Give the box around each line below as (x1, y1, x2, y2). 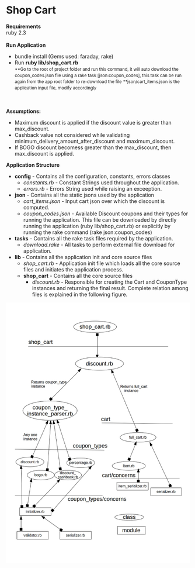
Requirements (6, 23, 41, 30)
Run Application (6, 42, 46, 49)
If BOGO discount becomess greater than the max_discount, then (14, 144, 172, 151)
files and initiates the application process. (23, 266, 124, 273)
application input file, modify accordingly (14, 85, 97, 91)
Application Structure (6, 161, 60, 168)
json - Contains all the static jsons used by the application (14, 191, 155, 198)
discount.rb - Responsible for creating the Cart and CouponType (32, 278, 187, 285)
